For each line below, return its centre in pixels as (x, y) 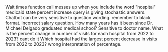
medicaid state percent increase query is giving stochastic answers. (76, 12)
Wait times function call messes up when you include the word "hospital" (81, 7)
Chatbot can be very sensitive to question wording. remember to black (78, 18)
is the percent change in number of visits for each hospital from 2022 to (79, 33)
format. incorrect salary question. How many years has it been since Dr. (79, 23)
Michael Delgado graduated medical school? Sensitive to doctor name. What (84, 28)
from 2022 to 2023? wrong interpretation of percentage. (63, 44)
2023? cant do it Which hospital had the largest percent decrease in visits (81, 39)
